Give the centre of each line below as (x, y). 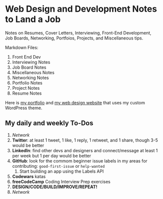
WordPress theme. (24, 108)
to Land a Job (33, 19)
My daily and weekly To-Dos (49, 123)
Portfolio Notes (27, 83)
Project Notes (26, 88)
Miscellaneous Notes (33, 72)
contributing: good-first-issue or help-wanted (58, 166)
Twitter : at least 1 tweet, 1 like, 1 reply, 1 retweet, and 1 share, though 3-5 (85, 140)
